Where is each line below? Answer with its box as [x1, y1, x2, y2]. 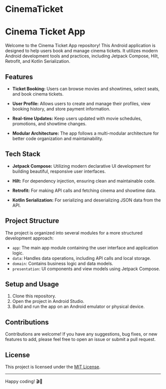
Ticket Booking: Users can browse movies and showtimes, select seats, [12, 86, 160, 92]
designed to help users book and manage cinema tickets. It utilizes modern [5, 48, 158, 54]
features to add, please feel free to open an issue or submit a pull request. [5, 337, 156, 342]
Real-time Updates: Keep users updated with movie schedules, [12, 115, 142, 121]
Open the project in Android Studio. [12, 298, 85, 304]
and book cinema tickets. [12, 91, 64, 97]
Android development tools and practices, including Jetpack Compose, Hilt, [5, 53, 159, 59]
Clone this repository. [12, 293, 56, 299]
